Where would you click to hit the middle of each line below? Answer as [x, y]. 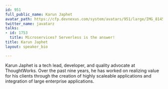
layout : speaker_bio [27, 47]
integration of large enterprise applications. [50, 81]
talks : [12, 28]
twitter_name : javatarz [30, 24]
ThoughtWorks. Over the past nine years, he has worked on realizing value [82, 71]
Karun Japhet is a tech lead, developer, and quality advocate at [70, 65]
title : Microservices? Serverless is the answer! [62, 38]
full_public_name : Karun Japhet [39, 14]
